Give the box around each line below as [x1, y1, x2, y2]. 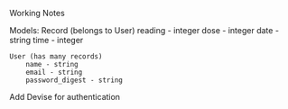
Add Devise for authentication [9, 92, 120, 102]
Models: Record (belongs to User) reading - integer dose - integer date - [9, 25, 280, 35]
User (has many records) [9, 52, 103, 61]
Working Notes [9, 8, 65, 18]
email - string [25, 68, 83, 77]
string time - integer [9, 35, 84, 45]
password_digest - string [25, 76, 124, 85]
